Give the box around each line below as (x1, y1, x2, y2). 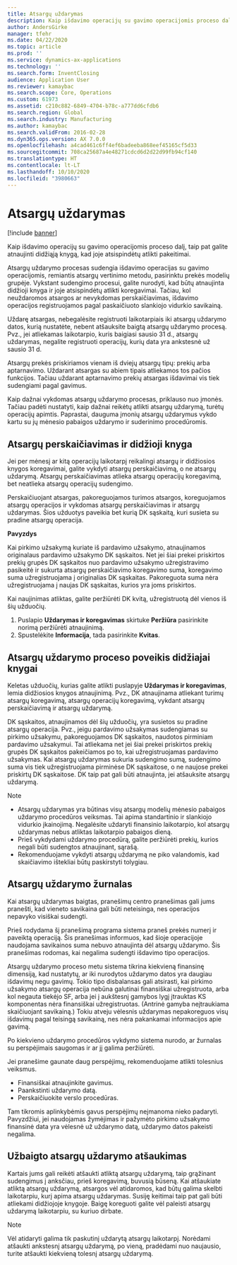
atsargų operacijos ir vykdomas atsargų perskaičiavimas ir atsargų (7, 500, 200, 510)
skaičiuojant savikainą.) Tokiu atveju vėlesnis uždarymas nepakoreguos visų (7, 1007, 229, 1016)
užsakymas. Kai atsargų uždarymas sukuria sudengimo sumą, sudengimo (7, 755, 221, 764)
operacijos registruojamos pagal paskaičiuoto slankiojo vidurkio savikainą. (7, 302, 223, 310)
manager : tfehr (7, 30, 52, 38)
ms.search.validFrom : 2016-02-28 (7, 129, 106, 136)
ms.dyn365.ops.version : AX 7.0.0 (7, 135, 106, 142)
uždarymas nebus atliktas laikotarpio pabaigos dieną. (17, 828, 173, 836)
